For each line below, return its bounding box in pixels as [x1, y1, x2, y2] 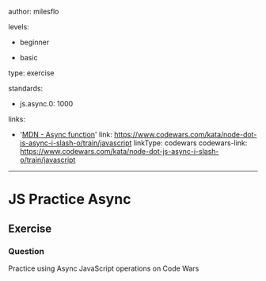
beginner [19, 37, 50, 47]
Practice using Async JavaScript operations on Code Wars [8, 264, 199, 273]
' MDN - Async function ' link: [19, 130, 113, 139]
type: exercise [8, 68, 55, 78]
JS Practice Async [8, 191, 131, 209]
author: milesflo [8, 7, 59, 16]
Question [8, 245, 45, 256]
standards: [8, 83, 44, 93]
